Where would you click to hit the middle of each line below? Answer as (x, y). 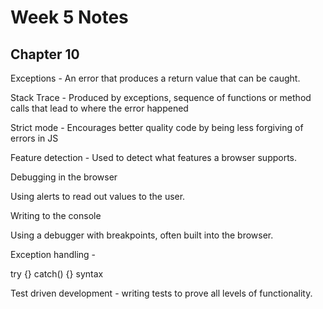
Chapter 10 (45, 54)
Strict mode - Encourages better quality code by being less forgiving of (157, 127)
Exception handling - (53, 254)
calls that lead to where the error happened (99, 108)
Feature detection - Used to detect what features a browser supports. (154, 157)
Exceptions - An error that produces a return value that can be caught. (155, 78)
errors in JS (34, 138)
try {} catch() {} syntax (57, 274)
